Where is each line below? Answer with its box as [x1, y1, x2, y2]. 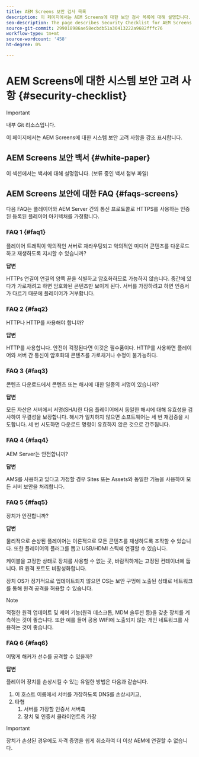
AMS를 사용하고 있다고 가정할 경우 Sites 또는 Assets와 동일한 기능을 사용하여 [6, 475, 185, 483]
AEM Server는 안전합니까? [6, 450, 68, 457]
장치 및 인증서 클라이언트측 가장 [23, 713, 97, 720]
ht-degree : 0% [6, 42, 41, 48]
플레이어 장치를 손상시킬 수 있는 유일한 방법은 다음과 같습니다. [6, 678, 149, 685]
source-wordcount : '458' [6, 36, 68, 42]
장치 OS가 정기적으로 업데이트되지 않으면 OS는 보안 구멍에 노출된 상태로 [6, 577, 173, 584]
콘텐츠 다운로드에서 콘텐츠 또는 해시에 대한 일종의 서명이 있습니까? [6, 381, 159, 388]
